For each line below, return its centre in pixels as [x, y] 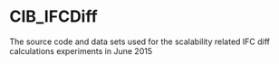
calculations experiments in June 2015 [81, 50]
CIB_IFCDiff [53, 17]
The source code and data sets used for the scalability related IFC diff [139, 41]
